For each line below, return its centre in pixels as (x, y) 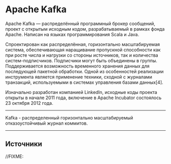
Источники (24, 144)
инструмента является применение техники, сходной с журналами (79, 77)
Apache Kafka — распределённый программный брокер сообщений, (80, 24)
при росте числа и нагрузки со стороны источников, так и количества (82, 55)
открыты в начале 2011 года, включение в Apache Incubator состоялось (83, 98)
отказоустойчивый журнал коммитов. (47, 123)
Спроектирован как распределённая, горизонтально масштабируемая (83, 44)
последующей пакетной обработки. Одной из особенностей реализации (84, 71)
